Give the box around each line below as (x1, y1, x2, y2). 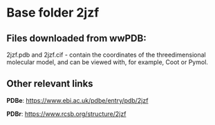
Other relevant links (6, 78, 94, 90)
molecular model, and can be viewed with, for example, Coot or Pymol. (6, 58, 209, 66)
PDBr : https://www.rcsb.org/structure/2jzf (6, 109, 127, 118)
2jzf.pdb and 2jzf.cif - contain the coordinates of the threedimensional (6, 50, 206, 59)
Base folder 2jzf (6, 5, 100, 21)
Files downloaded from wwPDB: (6, 32, 147, 44)
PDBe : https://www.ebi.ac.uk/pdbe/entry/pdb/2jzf (6, 96, 149, 104)
